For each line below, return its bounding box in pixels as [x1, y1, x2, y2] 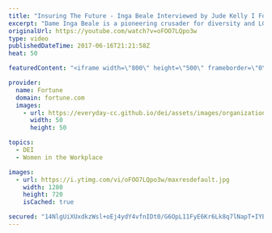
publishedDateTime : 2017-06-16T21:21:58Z [8, 42, 151, 50]
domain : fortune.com [15, 94, 85, 102]
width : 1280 [23, 183, 63, 191]
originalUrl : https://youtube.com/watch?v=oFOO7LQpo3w [8, 27, 198, 35]
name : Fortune [15, 86, 63, 94]
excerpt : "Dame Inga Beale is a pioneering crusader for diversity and [8, 19, 255, 28]
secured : [8, 213, 38, 221]
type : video [8, 34, 49, 43]
